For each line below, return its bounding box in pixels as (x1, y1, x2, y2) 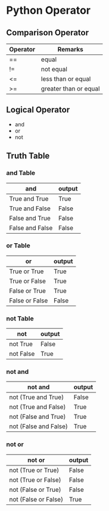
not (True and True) (9, 393, 64, 401)
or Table (6, 241, 31, 250)
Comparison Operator (6, 28, 89, 38)
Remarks (57, 46, 83, 53)
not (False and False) (9, 422, 68, 431)
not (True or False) (9, 476, 61, 484)
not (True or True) (9, 465, 60, 474)
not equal (41, 65, 67, 73)
